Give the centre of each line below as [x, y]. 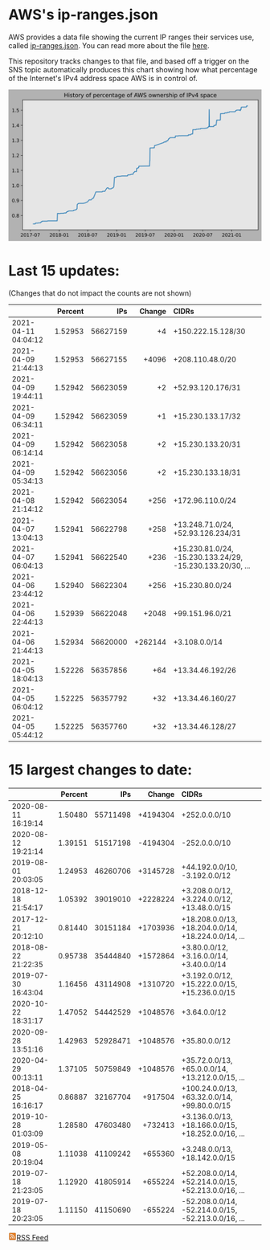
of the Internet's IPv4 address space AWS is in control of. [103, 78]
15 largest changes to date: [100, 770]
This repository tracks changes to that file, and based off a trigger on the [129, 61]
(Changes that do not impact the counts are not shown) [100, 293]
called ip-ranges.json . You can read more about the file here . [109, 45]
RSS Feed [33, 1237]
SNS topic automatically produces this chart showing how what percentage [133, 69]
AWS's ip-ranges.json [84, 15]
